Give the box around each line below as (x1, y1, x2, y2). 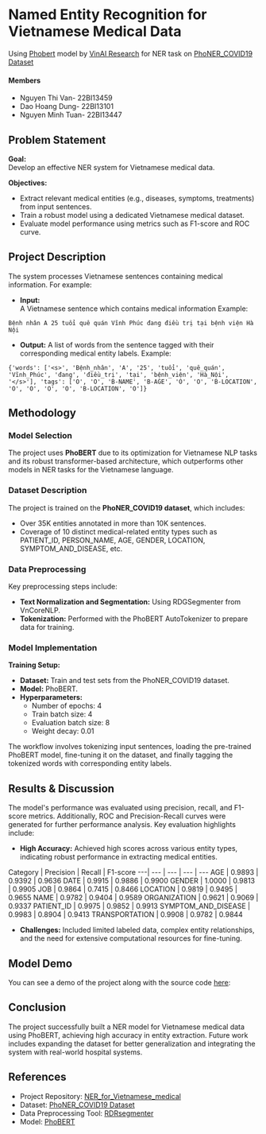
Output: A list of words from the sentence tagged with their (19, 340, 214, 349)
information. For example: (8, 280, 93, 289)
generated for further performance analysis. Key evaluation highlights (8, 820, 237, 829)
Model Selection (8, 430, 73, 441)
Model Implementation (8, 642, 98, 653)
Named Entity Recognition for (8, 6, 208, 24)
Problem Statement (8, 133, 106, 146)
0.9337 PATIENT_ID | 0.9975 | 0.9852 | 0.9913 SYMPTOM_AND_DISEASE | (8, 901, 251, 911)
